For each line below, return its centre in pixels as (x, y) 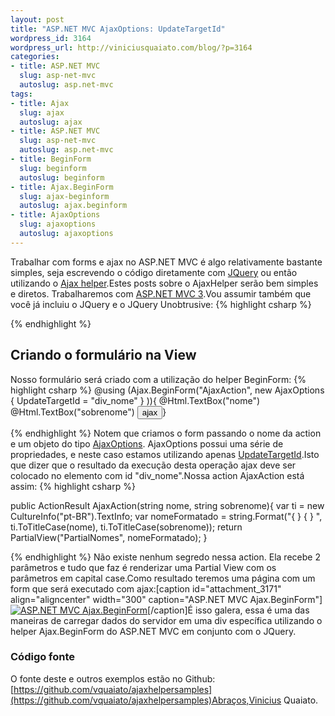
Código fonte (43, 657)
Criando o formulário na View (103, 355)
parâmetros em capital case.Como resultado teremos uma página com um (163, 578)
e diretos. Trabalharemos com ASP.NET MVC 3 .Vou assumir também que (161, 293)
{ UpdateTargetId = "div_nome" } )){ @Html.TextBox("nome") (135, 400)
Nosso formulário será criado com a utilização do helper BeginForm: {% (158, 379)
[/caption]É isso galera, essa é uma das (228, 610)
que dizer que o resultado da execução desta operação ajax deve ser (153, 465)
